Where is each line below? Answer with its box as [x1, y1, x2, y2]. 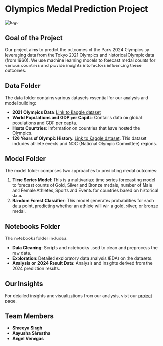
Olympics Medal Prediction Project [5, 3, 148, 15]
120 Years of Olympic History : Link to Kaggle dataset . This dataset [12, 135, 147, 141]
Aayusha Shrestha [12, 330, 51, 336]
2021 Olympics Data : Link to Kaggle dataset [12, 109, 101, 115]
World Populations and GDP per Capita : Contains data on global [12, 114, 142, 120]
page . [5, 298, 17, 303]
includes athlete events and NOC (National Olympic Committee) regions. [12, 140, 157, 146]
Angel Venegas [12, 335, 44, 341]
